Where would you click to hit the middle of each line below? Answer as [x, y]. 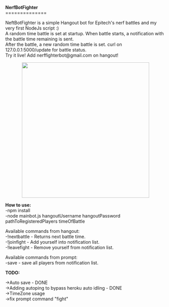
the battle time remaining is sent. [39, 39]
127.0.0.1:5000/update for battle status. [46, 50]
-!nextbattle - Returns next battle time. [45, 237]
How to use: [18, 205]
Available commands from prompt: [41, 257]
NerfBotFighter [22, 7]
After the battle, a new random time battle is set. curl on [64, 44]
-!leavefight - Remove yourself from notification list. [59, 247]
